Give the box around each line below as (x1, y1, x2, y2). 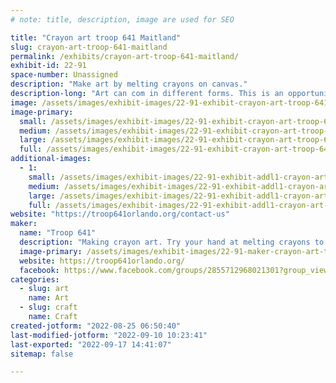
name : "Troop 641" (19, 228, 97, 238)
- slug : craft (19, 302, 78, 313)
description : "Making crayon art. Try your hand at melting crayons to (19, 237, 325, 247)
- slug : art (19, 284, 70, 294)
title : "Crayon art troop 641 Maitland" (10, 32, 182, 43)
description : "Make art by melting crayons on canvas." (10, 79, 248, 90)
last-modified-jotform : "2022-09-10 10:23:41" (10, 330, 208, 340)
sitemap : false (10, 349, 74, 359)
